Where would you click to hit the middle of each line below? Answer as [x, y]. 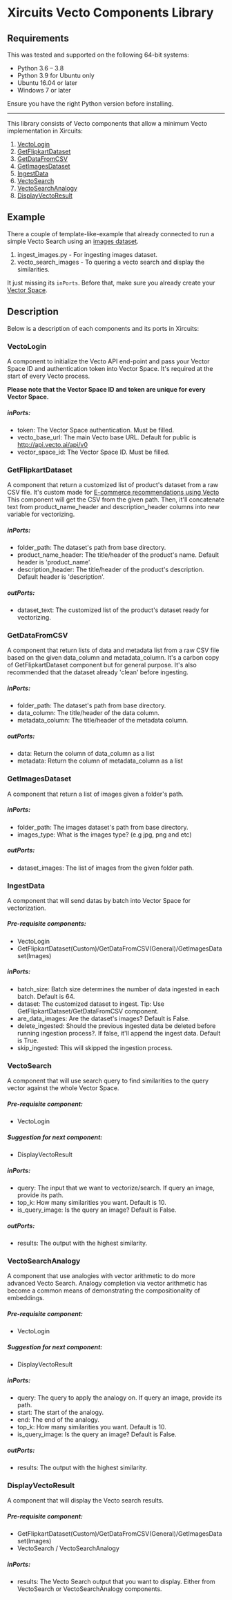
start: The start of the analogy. [60, 1412]
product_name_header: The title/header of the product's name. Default [118, 555]
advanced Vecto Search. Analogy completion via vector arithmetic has [107, 1284]
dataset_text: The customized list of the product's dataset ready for [113, 610]
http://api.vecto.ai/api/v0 [52, 444]
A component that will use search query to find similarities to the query [108, 1081]
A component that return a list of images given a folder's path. [96, 794]
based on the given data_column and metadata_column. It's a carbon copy [113, 658]
